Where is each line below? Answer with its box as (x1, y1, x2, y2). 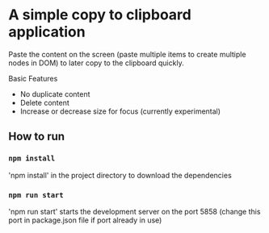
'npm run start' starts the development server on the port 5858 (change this (8, 206, 261, 216)
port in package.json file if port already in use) (8, 215, 162, 225)
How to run (8, 130, 65, 144)
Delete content (19, 98, 70, 107)
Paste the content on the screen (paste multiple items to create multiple (8, 49, 246, 59)
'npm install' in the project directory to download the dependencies (8, 170, 232, 180)
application (8, 23, 86, 41)
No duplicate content (19, 89, 90, 98)
